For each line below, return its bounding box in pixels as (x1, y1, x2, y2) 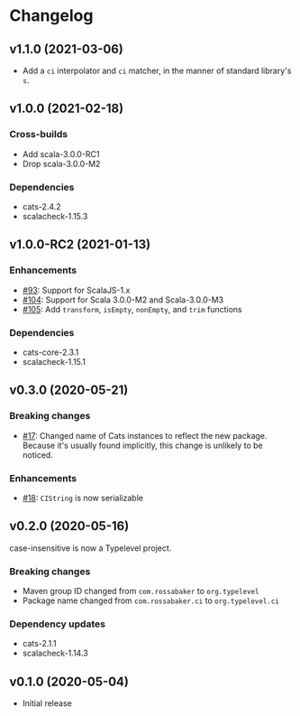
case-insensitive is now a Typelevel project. (9, 543, 172, 553)
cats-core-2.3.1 (22, 347, 79, 358)
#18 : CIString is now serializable (22, 492, 144, 503)
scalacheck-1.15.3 (22, 210, 88, 221)
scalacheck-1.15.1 (22, 356, 86, 367)
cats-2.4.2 (22, 200, 61, 212)
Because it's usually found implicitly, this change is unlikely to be (22, 440, 263, 451)
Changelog (9, 5, 94, 26)
